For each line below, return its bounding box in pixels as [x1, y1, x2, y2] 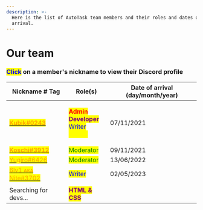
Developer [68, 114, 100, 123]
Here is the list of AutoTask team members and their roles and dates [11, 15, 193, 21]
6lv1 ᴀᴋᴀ [9, 166, 34, 174]
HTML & [68, 186, 92, 194]
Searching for [9, 186, 48, 194]
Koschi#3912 [9, 146, 50, 154]
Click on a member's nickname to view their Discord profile [6, 68, 183, 76]
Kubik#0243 [9, 119, 47, 127]
